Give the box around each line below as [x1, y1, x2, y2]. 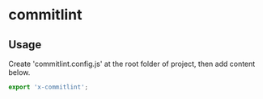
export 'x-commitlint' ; [8, 83, 89, 91]
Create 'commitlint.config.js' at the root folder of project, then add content [8, 59, 256, 68]
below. [8, 68, 31, 77]
